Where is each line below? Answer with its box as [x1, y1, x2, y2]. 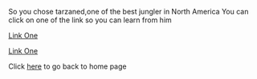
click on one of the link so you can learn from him [8, 15, 173, 25]
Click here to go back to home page [8, 61, 127, 71]
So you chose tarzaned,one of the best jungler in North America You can [8, 7, 249, 16]
